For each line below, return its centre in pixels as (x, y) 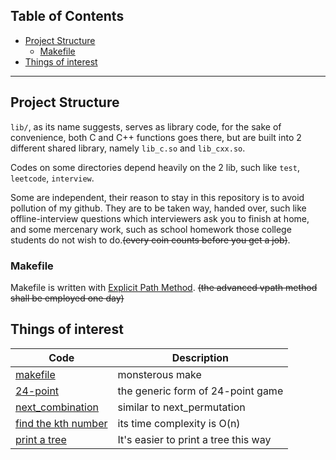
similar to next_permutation (181, 407)
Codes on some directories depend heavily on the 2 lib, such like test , (155, 167)
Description (200, 357)
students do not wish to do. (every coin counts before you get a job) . (150, 240)
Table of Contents (67, 16)
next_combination (57, 407)
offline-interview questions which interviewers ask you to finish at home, (160, 218)
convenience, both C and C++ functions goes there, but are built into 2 (156, 137)
